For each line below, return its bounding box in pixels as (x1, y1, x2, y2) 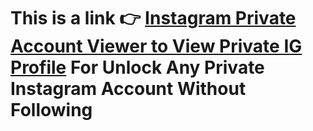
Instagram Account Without (10, 78, 247, 100)
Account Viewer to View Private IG (10, 35, 303, 58)
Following (10, 99, 93, 122)
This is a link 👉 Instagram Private (10, 7, 297, 30)
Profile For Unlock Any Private (10, 56, 265, 79)
